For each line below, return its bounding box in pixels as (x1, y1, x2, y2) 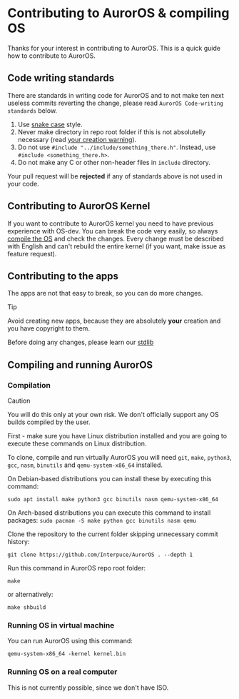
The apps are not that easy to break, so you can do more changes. (7, 289, 203, 298)
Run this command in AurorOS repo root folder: (7, 564, 146, 573)
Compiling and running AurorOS (7, 358, 153, 371)
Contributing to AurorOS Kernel (7, 200, 151, 212)
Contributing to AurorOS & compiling (7, 5, 230, 21)
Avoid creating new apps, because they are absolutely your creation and (7, 316, 221, 326)
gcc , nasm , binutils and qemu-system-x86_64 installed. (7, 461, 163, 469)
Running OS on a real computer (7, 667, 118, 677)
